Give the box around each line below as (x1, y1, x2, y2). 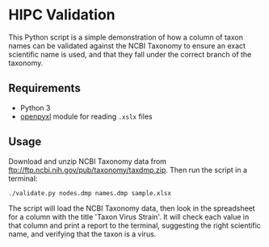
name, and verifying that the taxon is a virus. (8, 228, 157, 239)
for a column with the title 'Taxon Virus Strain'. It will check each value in (8, 211, 250, 221)
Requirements (8, 82, 81, 95)
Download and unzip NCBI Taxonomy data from (8, 156, 167, 166)
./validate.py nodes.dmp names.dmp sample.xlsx (8, 189, 172, 197)
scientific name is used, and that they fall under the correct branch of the (8, 49, 252, 59)
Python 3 (19, 103, 51, 112)
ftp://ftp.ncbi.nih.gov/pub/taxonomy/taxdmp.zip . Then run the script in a (8, 165, 248, 174)
